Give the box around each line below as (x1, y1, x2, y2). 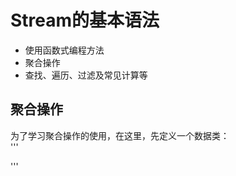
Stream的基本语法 (10, 9, 160, 32)
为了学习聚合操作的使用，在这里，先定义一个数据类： (10, 129, 230, 141)
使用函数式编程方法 (24, 44, 105, 56)
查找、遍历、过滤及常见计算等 (24, 69, 148, 81)
